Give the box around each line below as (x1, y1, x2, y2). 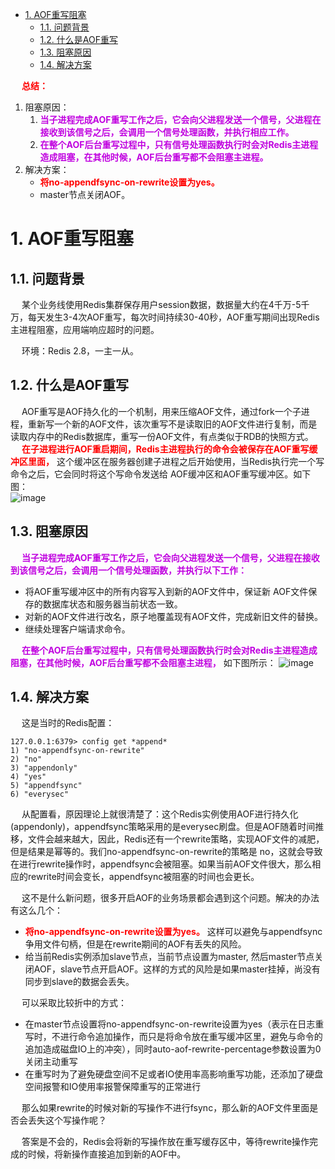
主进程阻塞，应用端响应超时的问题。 (10, 324, 160, 335)
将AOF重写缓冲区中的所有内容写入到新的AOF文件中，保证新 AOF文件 (24, 585, 309, 597)
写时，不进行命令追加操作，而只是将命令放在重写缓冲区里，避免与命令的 (24, 1031, 323, 1043)
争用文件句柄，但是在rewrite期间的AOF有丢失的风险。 (24, 938, 247, 950)
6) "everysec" (10, 789, 70, 800)
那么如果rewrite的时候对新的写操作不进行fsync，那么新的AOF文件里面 (21, 1102, 310, 1114)
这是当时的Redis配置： (21, 717, 115, 729)
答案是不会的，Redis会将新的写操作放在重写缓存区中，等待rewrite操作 (21, 1136, 310, 1148)
